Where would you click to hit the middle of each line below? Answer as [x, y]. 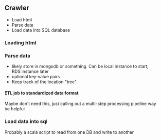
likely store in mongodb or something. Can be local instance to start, [80, 66]
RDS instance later [30, 71]
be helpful [15, 109]
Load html [22, 19]
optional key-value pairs [36, 77]
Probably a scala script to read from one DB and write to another [69, 132]
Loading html [20, 42]
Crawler [17, 8]
